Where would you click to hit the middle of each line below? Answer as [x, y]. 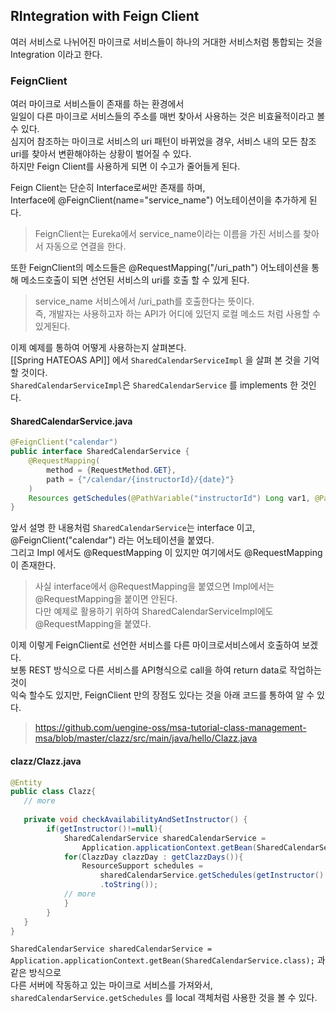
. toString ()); [129, 885]
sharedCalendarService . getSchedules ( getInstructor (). [214, 875]
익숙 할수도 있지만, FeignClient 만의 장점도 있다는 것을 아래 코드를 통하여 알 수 [162, 695]
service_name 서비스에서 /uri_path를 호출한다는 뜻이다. [144, 301]
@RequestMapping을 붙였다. [93, 624]
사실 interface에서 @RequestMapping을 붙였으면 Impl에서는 [154, 586]
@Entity [26, 782]
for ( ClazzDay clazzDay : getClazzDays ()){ [153, 857]
